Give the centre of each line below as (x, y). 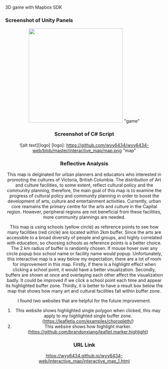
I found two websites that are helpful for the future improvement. (84, 301)
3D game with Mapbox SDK (34, 7)
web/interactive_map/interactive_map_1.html (84, 361)
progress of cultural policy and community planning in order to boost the (84, 196)
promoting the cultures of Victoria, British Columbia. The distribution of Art (84, 179)
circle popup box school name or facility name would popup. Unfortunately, (84, 253)
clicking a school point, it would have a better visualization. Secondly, (84, 269)
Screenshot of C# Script (84, 134)
